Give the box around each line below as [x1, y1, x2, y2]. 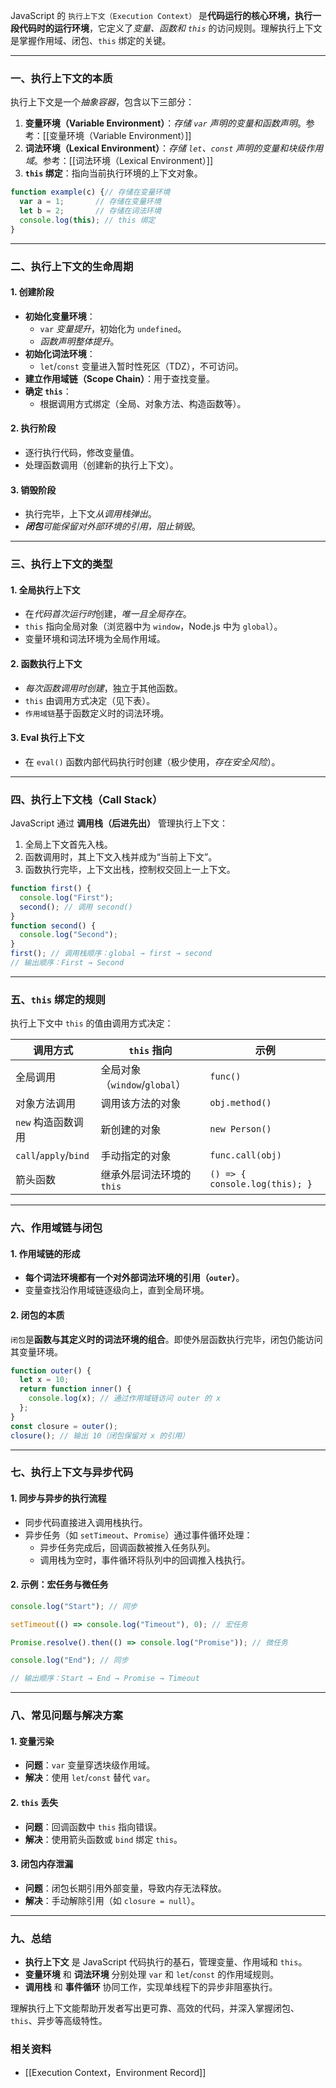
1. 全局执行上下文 [10, 584, 81, 596]
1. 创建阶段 [10, 286, 55, 298]
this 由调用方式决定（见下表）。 [24, 694, 156, 706]
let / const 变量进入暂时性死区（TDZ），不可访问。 [39, 360, 244, 372]
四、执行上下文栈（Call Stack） [10, 792, 163, 806]
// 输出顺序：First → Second [10, 958, 125, 968]
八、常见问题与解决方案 [10, 1709, 123, 1723]
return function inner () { [19, 1384, 132, 1394]
